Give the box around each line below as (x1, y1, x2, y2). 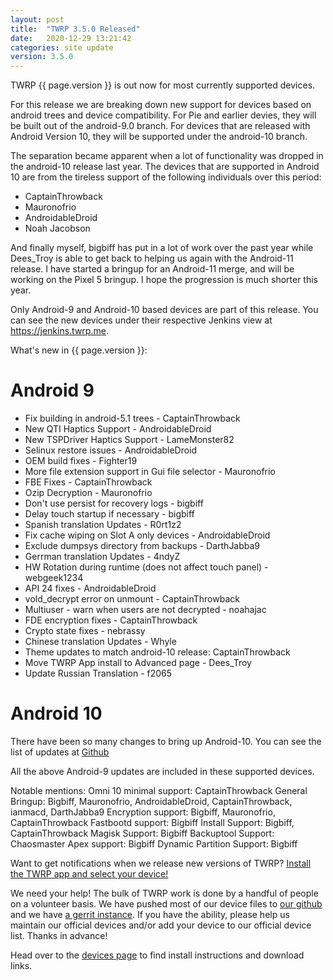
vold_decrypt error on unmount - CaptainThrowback (24, 593, 240, 605)
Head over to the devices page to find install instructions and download (10, 949, 305, 961)
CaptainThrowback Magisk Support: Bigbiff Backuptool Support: (10, 827, 275, 839)
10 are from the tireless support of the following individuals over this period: (10, 171, 322, 183)
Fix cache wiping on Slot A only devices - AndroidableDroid (24, 529, 271, 541)
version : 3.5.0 (10, 52, 74, 62)
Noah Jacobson (24, 222, 91, 235)
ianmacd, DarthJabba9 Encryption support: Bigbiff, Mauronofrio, (10, 806, 276, 818)
